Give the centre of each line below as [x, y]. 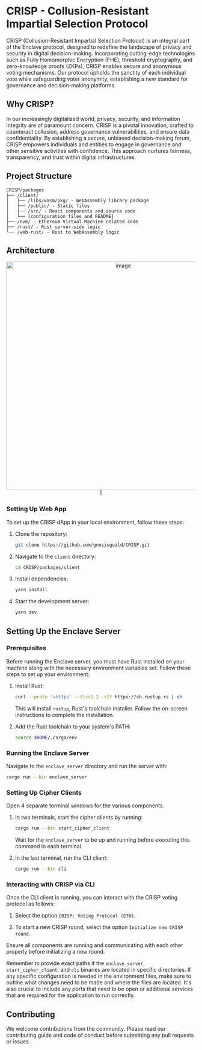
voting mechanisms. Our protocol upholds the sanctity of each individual [96, 72]
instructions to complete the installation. [64, 715]
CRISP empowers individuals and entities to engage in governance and [94, 144]
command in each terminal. [49, 846]
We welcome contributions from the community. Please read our [86, 1028]
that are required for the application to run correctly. [71, 995]
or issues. [18, 1041]
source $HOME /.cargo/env [46, 738]
